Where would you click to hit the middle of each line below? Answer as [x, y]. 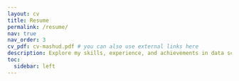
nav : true [22, 33]
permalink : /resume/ [38, 27]
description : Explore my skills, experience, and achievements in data [116, 54]
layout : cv [23, 14]
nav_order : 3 [27, 40]
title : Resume [28, 20]
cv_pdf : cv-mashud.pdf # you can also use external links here [103, 46]
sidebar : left [34, 66]
